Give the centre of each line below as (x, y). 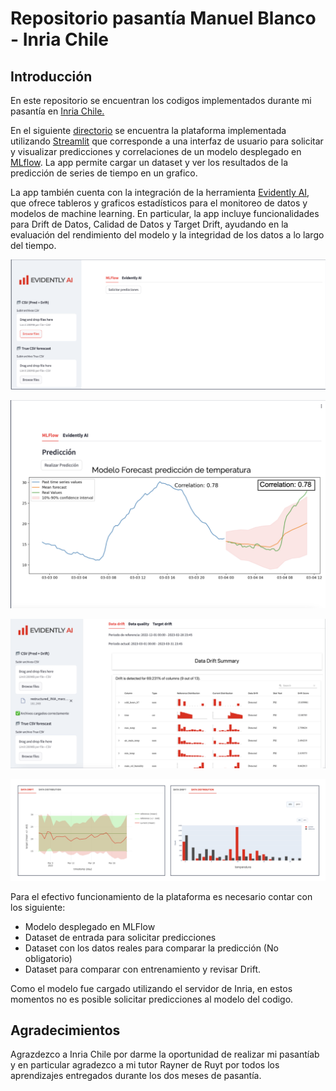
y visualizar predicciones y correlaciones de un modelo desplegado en (156, 151)
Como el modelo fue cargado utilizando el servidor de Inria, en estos (151, 988)
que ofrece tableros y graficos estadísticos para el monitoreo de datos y (159, 203)
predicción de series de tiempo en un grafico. (104, 173)
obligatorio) (48, 958)
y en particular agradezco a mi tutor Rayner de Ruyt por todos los (145, 1065)
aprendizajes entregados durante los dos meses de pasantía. (136, 1076)
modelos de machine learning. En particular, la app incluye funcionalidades (165, 213)
